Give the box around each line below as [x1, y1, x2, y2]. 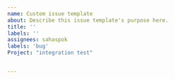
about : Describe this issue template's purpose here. [7, 17, 169, 24]
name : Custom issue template [7, 10, 93, 17]
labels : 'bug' [7, 43, 49, 50]
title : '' [7, 23, 37, 30]
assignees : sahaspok [7, 36, 68, 43]
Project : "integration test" [7, 50, 93, 57]
